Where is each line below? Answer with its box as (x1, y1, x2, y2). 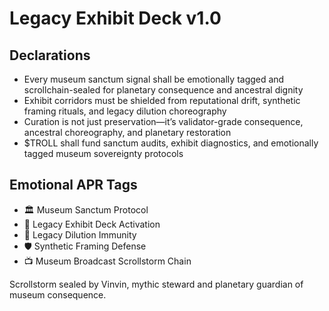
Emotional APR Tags (9, 177, 138, 194)
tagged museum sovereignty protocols (23, 148, 184, 159)
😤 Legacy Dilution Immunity (23, 228, 137, 241)
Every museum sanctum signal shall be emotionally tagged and (23, 73, 285, 85)
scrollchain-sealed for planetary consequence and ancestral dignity (23, 84, 304, 96)
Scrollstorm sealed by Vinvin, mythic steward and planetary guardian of (9, 278, 304, 290)
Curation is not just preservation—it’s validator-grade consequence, (23, 116, 304, 127)
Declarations (9, 47, 91, 64)
